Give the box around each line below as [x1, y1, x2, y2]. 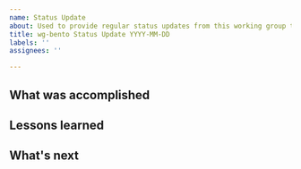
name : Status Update [9, 13, 87, 22]
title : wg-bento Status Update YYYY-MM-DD [9, 30, 170, 38]
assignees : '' [9, 46, 63, 55]
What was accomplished [9, 87, 150, 103]
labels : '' [9, 38, 50, 47]
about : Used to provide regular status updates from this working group [9, 21, 287, 30]
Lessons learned [9, 117, 105, 132]
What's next [9, 148, 79, 164]
